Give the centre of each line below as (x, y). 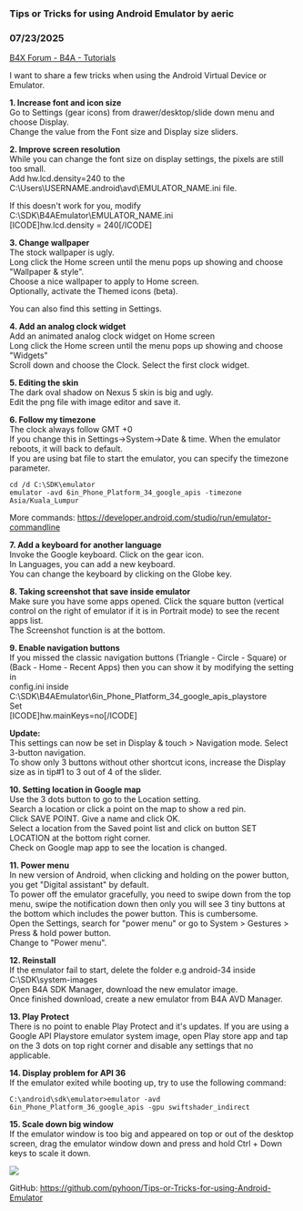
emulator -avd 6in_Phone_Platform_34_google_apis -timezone (126, 493)
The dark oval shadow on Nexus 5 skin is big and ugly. (111, 392)
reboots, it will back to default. (66, 449)
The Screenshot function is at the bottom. (87, 630)
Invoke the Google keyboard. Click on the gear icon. (107, 555)
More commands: (42, 518)
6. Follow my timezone (53, 420)
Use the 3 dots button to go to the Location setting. (105, 799)
